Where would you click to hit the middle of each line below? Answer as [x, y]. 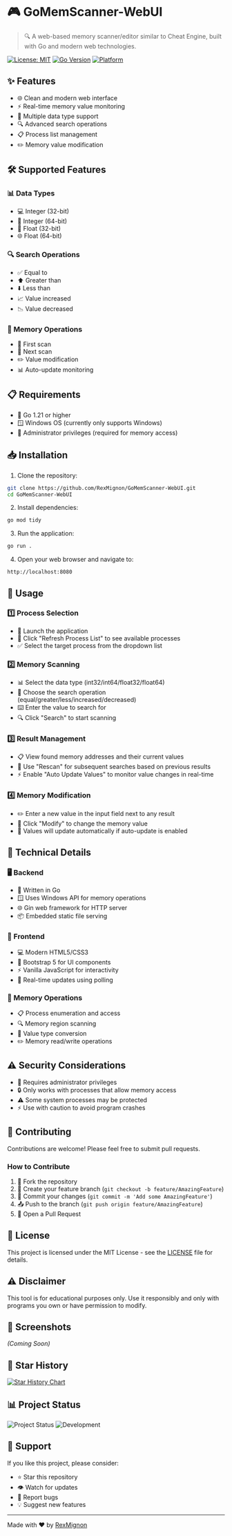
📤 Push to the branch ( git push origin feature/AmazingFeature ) [110, 1204]
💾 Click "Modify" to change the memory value [83, 823]
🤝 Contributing [39, 1132]
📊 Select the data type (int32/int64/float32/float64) [91, 683]
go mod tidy [24, 520]
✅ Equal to [32, 272]
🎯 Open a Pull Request [49, 1214]
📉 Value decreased [45, 309]
